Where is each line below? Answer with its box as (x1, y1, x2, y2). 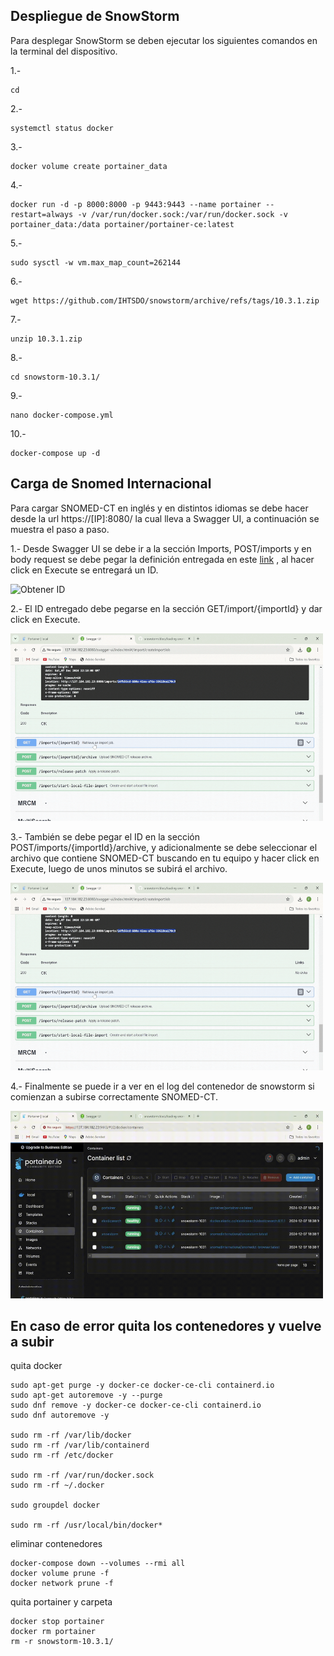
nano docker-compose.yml (10, 410, 114, 420)
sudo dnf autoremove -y (10, 1410, 110, 1421)
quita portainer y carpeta (10, 1596, 113, 1608)
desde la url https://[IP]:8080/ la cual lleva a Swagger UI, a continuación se (10, 512, 320, 524)
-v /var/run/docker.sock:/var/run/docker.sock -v (77, 209, 288, 219)
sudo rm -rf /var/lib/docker (10, 1430, 132, 1441)
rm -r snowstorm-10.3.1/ (10, 1637, 114, 1647)
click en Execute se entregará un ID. (10, 564, 159, 576)
